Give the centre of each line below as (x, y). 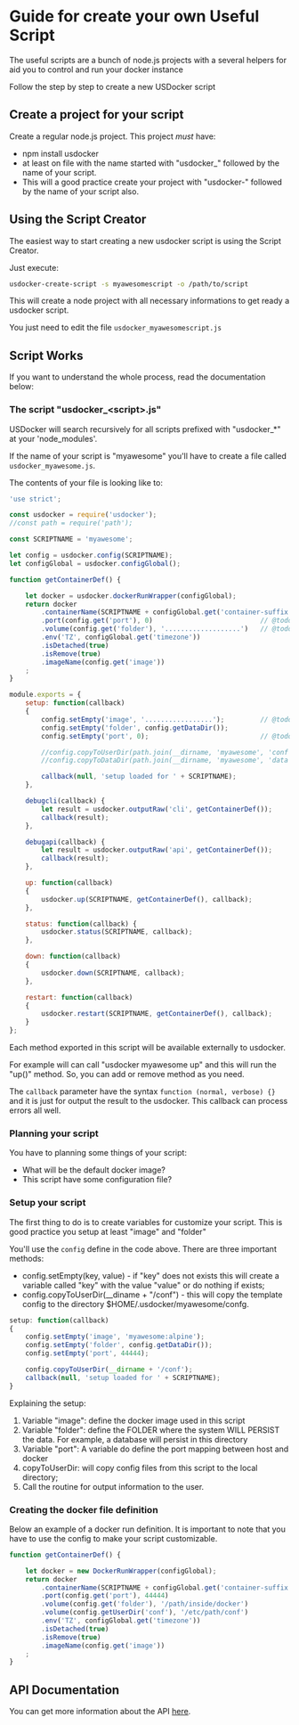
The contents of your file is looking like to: (86, 482)
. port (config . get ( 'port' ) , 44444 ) (105, 1596)
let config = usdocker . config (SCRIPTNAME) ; (91, 556)
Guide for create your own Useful (134, 16)
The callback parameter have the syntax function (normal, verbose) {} (142, 1091)
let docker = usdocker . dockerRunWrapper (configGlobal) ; (131, 596)
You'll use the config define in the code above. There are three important (143, 1248)
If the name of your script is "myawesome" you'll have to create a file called (148, 455)
